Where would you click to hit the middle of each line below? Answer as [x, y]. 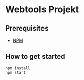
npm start [16, 72]
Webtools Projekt [42, 9]
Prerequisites [27, 28]
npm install [18, 68]
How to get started [35, 56]
